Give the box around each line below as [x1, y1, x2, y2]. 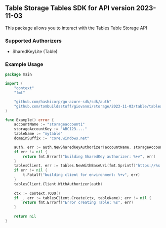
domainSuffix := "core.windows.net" [14, 136, 90, 141]
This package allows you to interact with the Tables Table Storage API [5, 25, 147, 31]
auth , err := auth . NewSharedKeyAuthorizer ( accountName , [14, 145, 132, 150]
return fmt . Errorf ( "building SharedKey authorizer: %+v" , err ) [23, 154, 156, 159]
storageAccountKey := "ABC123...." [14, 126, 87, 132]
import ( [5, 81, 23, 86]
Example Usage [5, 61, 43, 68]
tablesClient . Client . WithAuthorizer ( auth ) [14, 181, 103, 186]
